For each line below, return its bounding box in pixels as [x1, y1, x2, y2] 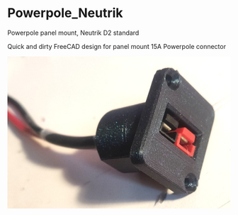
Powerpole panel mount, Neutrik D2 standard [7, 28, 140, 37]
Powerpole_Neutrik [7, 5, 123, 21]
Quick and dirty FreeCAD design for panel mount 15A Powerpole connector [7, 42, 227, 50]
